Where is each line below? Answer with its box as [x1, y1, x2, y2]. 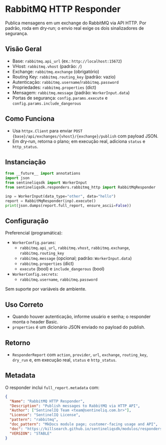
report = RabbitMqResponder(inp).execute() [5, 198, 96, 203]
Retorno [5, 338, 31, 347]
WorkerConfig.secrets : [12, 271, 58, 277]
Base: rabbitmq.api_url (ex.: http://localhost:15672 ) [12, 58, 122, 64]
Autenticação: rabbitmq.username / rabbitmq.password [12, 79, 119, 85]
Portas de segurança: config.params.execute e [12, 95, 108, 101]
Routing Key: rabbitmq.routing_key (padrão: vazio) [12, 73, 116, 80]
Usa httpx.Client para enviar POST [12, 127, 83, 133]
